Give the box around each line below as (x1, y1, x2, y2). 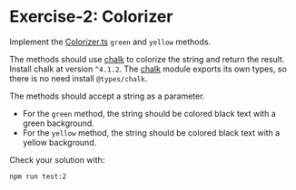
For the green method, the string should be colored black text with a (22, 108, 277, 119)
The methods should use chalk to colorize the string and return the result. (9, 53, 285, 64)
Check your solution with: (9, 154, 105, 165)
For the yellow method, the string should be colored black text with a (22, 127, 281, 138)
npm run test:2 (9, 172, 67, 181)
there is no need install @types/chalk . (9, 72, 148, 83)
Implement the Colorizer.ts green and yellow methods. (9, 36, 212, 47)
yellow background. (22, 137, 97, 147)
